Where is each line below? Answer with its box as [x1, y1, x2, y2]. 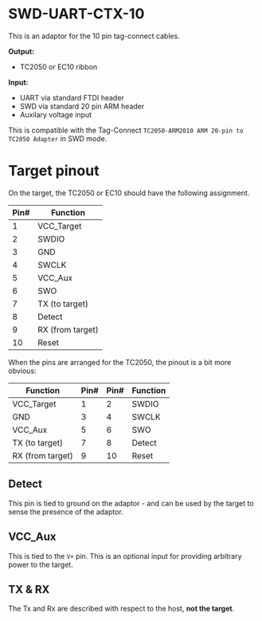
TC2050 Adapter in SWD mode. [8, 133, 108, 143]
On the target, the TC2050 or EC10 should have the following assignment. [8, 188, 250, 198]
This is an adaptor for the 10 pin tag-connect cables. [8, 31, 181, 41]
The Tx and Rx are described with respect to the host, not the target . [8, 603, 235, 614]
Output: [8, 46, 34, 56]
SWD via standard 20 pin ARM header [19, 101, 145, 111]
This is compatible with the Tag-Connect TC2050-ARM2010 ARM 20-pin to [8, 125, 244, 135]
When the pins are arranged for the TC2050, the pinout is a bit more [8, 357, 232, 367]
